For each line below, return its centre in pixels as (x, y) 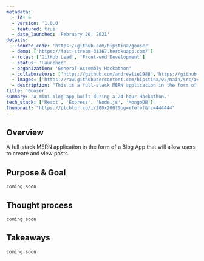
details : (17, 40)
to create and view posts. (38, 154)
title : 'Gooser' (27, 91)
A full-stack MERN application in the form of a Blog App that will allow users (101, 147)
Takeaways (28, 238)
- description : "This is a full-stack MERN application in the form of (104, 86)
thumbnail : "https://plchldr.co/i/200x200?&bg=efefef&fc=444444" (90, 108)
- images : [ (27, 80)
